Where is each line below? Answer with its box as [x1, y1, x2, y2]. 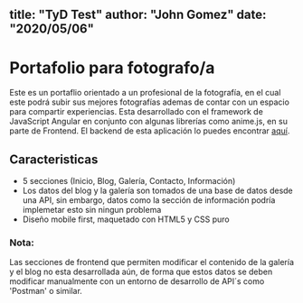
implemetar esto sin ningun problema [22, 205, 162, 216]
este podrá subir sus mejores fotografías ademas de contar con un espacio [9, 96, 289, 107]
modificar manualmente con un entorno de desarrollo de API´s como [9, 276, 265, 287]
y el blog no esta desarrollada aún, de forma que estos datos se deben [9, 266, 273, 278]
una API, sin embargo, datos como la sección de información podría [22, 195, 276, 206]
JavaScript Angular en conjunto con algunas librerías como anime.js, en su [9, 116, 288, 127]
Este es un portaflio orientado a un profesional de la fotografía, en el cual [9, 87, 281, 98]
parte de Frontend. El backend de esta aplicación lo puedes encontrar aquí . [9, 125, 290, 136]
